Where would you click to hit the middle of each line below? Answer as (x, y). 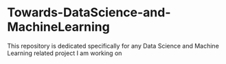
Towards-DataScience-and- (89, 13)
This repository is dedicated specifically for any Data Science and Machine (113, 46)
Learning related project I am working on (65, 53)
